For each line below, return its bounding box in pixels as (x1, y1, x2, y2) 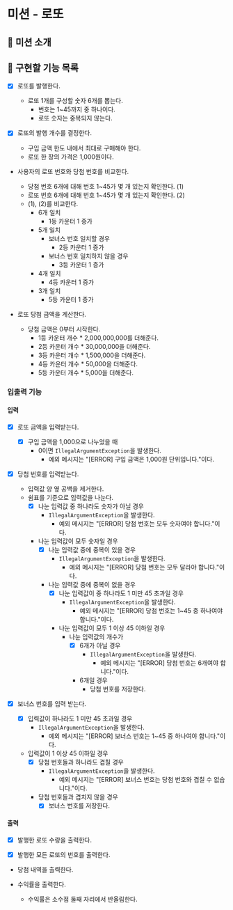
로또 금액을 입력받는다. (17, 423, 79, 431)
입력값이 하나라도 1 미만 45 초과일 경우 (27, 714, 133, 723)
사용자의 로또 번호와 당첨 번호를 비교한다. (17, 167, 129, 175)
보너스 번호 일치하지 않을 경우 (48, 251, 129, 260)
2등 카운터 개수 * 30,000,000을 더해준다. (38, 342, 151, 350)
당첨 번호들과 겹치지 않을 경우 (38, 793, 118, 801)
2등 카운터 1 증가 (58, 243, 104, 251)
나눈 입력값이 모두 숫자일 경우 (38, 537, 118, 545)
